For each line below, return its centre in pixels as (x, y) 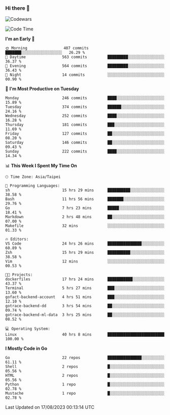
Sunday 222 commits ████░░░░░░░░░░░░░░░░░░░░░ (85, 152)
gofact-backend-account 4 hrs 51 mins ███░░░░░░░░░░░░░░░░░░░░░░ (85, 297)
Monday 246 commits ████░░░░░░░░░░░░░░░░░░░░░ (85, 98)
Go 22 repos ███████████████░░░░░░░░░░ (85, 358)
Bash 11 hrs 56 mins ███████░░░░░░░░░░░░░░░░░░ (85, 199)
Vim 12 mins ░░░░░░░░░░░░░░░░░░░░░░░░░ (85, 261)
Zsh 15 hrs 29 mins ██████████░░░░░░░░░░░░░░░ (85, 253)
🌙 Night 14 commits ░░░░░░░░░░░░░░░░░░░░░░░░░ (85, 75)
